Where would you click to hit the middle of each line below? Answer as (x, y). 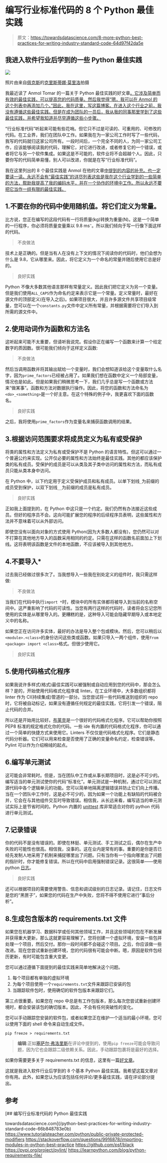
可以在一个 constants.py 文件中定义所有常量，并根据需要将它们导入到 (88, 305)
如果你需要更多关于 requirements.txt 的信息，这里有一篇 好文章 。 (71, 1060)
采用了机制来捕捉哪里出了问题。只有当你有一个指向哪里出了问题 (96, 855)
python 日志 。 (19, 868)
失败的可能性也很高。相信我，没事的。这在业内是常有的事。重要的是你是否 (81, 849)
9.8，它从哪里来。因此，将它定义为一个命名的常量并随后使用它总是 (88, 259)
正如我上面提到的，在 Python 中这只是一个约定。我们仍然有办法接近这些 (79, 509)
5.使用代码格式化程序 (38, 672)
